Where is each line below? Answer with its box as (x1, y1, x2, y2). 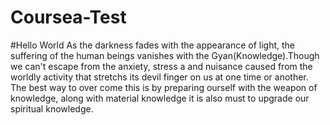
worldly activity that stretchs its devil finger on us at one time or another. (10, 71, 309, 83)
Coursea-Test (10, 6, 127, 29)
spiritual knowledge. (10, 102, 94, 115)
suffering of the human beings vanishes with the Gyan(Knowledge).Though (10, 49, 320, 61)
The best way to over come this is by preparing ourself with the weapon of (10, 81, 318, 93)
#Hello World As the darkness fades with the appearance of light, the (10, 39, 295, 51)
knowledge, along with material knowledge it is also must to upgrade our (10, 92, 310, 104)
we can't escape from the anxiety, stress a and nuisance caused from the (10, 60, 313, 72)
